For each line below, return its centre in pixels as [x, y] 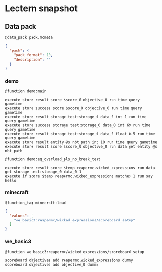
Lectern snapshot [41, 8]
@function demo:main [26, 91]
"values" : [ [22, 216]
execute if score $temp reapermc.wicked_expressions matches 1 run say [79, 176]
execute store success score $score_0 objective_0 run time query [73, 108]
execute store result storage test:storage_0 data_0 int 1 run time [76, 117]
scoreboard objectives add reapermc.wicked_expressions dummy [69, 260]
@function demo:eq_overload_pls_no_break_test [53, 159]
